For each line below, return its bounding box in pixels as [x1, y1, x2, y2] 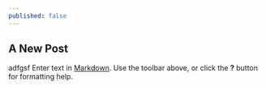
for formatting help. [8, 72, 73, 82]
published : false [8, 11, 67, 20]
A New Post [8, 42, 69, 56]
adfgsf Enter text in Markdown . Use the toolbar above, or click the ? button [8, 63, 258, 73]
